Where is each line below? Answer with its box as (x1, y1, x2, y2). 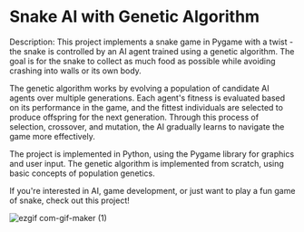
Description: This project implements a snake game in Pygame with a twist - (9, 36, 293, 47)
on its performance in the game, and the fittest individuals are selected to (9, 101, 284, 112)
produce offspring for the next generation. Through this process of (9, 111, 260, 122)
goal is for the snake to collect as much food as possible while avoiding (9, 55, 276, 66)
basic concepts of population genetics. (9, 168, 156, 179)
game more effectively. (9, 130, 95, 141)
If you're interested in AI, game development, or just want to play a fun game (9, 185, 296, 196)
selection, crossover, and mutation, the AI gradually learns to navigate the (9, 121, 285, 132)
